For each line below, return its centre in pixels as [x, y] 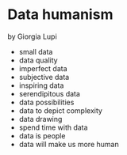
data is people [42, 135]
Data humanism [60, 15]
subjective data [44, 77]
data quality [38, 60]
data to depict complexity [60, 110]
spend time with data [53, 127]
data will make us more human [69, 144]
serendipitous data [50, 93]
